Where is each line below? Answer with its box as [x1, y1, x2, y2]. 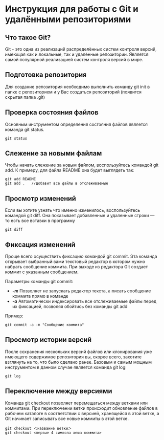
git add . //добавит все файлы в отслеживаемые [5, 181, 109, 186]
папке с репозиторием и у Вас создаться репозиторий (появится [5, 89, 142, 95]
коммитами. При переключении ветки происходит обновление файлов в [5, 405, 158, 411]
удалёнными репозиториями [5, 14, 131, 25]
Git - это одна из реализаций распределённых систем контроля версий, [5, 46, 157, 52]
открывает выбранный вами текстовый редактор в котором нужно [5, 259, 145, 264]
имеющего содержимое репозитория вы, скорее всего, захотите [5, 353, 142, 360]
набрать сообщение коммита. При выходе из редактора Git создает [5, 264, 148, 270]
